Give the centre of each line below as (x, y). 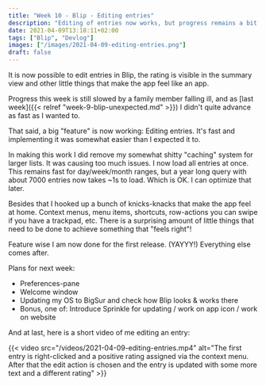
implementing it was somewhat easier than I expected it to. (104, 139)
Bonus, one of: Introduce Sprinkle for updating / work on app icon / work (139, 309)
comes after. (29, 253)
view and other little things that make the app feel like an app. (109, 83)
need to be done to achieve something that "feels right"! (100, 229)
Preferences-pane (50, 283)
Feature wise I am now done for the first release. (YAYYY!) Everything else (130, 244)
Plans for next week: (42, 268)
